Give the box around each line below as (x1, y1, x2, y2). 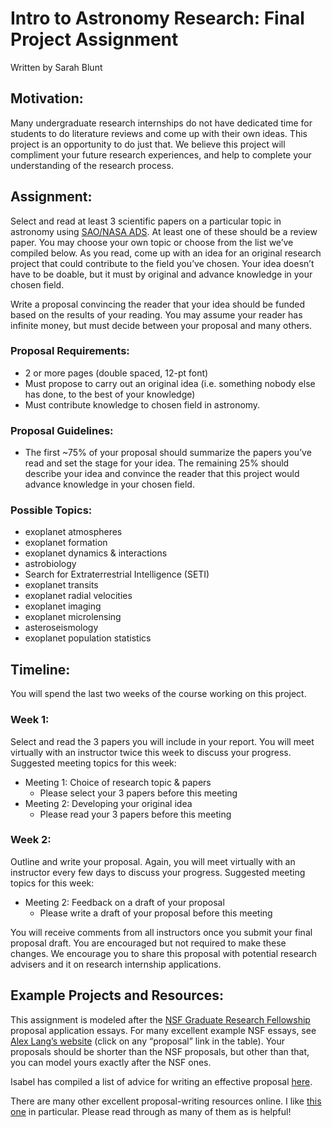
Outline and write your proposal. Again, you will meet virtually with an (10, 855, 296, 867)
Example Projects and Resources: (10, 987, 224, 1004)
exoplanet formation (24, 537, 108, 549)
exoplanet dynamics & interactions (24, 547, 168, 559)
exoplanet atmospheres (24, 526, 123, 538)
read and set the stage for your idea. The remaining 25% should (24, 457, 290, 469)
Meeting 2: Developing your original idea (24, 797, 193, 809)
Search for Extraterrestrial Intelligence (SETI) (24, 568, 210, 581)
